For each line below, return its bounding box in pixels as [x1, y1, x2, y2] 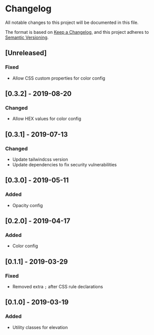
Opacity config [12, 202, 43, 208]
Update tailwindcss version [12, 156, 68, 162]
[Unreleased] [5, 49, 47, 57]
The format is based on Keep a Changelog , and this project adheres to [5, 29, 149, 35]
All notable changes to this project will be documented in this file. [5, 19, 139, 25]
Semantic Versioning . [5, 34, 49, 40]
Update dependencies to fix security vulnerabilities [12, 162, 117, 167]
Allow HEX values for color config [12, 115, 81, 122]
